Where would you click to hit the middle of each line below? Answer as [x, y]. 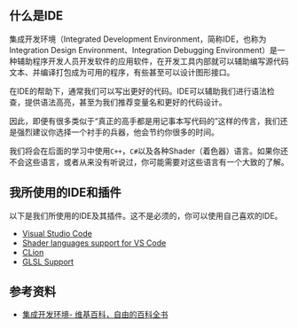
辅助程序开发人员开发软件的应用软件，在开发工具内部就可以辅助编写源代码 [153, 61]
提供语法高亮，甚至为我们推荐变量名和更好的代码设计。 [125, 102]
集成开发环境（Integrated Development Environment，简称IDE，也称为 [138, 39]
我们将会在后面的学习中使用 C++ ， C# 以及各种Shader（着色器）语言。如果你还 [149, 151]
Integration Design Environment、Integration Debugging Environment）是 [143, 50]
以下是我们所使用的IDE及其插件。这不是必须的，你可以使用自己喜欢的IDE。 [146, 215]
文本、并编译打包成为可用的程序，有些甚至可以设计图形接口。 [122, 72]
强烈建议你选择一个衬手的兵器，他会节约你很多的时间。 [118, 132]
